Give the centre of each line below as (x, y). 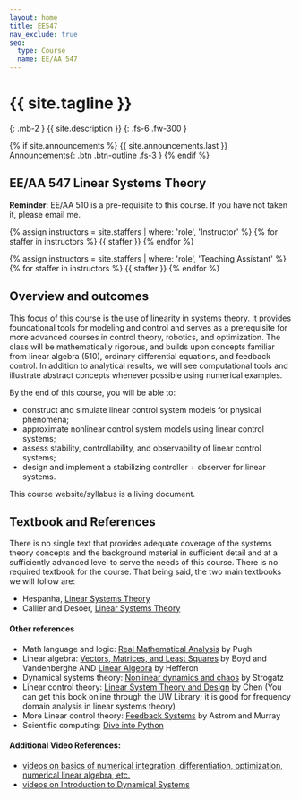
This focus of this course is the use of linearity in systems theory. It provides (150, 318)
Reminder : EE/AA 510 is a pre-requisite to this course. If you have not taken (149, 205)
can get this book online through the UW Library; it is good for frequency (156, 696)
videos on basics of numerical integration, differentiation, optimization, (153, 765)
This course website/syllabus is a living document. (102, 494)
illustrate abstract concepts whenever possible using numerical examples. (146, 375)
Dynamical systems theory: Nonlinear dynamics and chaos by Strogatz (153, 677)
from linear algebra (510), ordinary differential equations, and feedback (140, 356)
